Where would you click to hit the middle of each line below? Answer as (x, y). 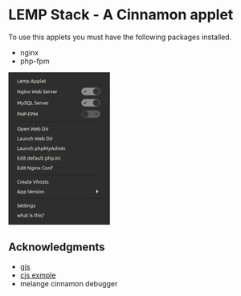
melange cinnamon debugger (69, 283)
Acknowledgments (57, 247)
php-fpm (35, 61)
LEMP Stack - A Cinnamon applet (121, 15)
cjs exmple (38, 275)
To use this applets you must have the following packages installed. (120, 37)
